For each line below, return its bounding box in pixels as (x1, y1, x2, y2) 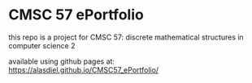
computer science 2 (8, 40, 76, 50)
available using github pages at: (8, 56, 115, 66)
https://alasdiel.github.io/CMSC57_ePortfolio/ (8, 64, 159, 74)
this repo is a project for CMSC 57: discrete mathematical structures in (8, 32, 244, 42)
